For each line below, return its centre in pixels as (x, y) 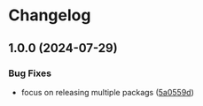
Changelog (50, 15)
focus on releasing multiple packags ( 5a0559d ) (107, 92)
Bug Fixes (30, 73)
